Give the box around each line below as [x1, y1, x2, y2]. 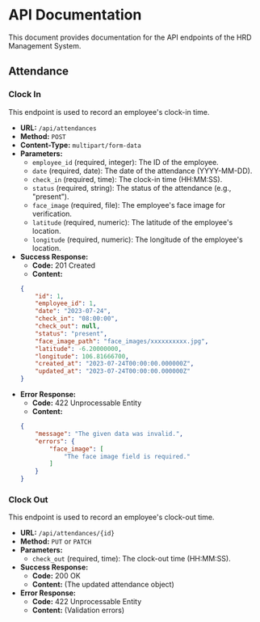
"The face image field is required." [63, 452, 191, 460]
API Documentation [8, 6, 142, 24]
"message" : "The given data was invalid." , [35, 429, 183, 438]
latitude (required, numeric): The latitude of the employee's [31, 217, 233, 227]
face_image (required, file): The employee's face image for [31, 200, 226, 209]
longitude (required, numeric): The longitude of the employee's [31, 235, 244, 244]
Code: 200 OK [31, 571, 81, 581]
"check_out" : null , [35, 322, 101, 330]
